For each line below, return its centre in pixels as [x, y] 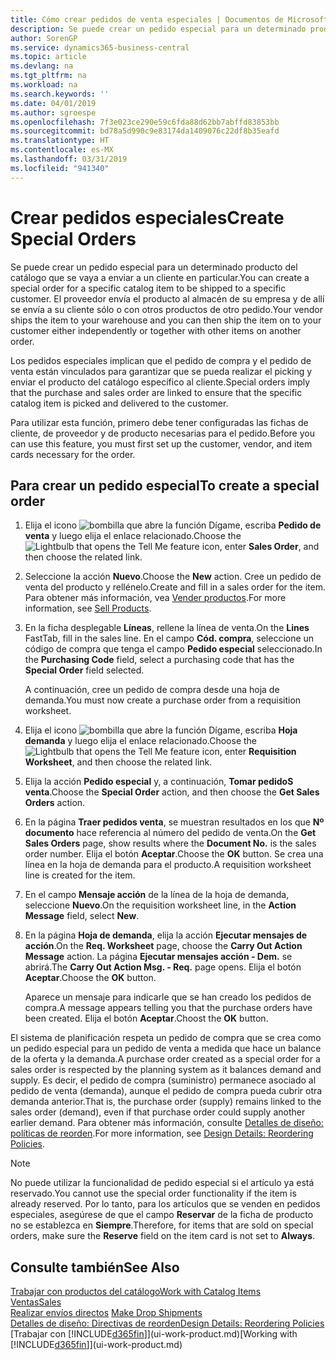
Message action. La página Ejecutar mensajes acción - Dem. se [158, 957]
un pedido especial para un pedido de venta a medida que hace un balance [166, 1048]
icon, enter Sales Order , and [260, 547]
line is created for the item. [80, 875]
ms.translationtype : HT [60, 141]
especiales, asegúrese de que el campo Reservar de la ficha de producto [162, 1215]
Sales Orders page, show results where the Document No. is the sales [170, 843]
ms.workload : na [44, 85]
